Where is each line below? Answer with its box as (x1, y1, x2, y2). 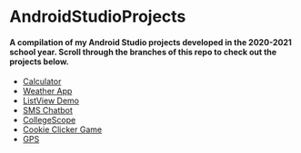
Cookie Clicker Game (22, 124, 103, 135)
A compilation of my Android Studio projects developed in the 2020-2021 (9, 36, 293, 47)
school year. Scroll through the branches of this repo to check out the (9, 46, 277, 57)
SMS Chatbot (22, 105, 73, 116)
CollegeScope (22, 115, 76, 126)
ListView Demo (22, 95, 80, 106)
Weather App (22, 86, 73, 97)
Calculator (22, 76, 62, 87)
